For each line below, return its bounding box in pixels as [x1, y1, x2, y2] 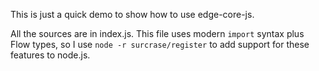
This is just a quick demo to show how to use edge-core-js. [10, 9, 255, 20]
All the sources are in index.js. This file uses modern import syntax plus [10, 28, 305, 39]
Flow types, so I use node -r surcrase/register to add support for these [10, 39, 310, 50]
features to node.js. [10, 49, 91, 61]
